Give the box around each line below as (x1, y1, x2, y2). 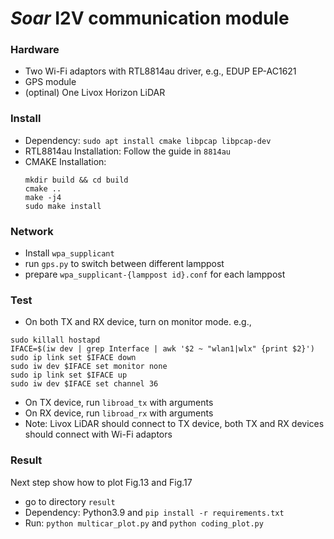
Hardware (10, 43, 60, 57)
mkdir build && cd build (24, 175, 129, 185)
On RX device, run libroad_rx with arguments (24, 407, 214, 419)
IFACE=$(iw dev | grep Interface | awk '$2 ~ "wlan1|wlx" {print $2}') (10, 344, 315, 354)
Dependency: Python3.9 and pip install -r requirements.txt (24, 506, 285, 518)
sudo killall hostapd (10, 335, 101, 346)
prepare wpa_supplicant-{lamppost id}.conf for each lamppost (24, 268, 286, 281)
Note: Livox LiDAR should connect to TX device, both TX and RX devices (24, 418, 325, 430)
